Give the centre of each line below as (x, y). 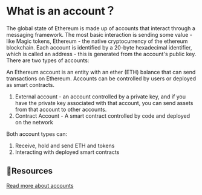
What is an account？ (61, 11)
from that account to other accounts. (61, 109)
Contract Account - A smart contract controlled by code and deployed (103, 116)
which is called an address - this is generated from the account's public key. (101, 54)
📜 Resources (30, 171)
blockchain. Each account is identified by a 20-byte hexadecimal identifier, (99, 47)
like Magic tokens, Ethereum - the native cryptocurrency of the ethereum (97, 41)
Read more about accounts (40, 185)
